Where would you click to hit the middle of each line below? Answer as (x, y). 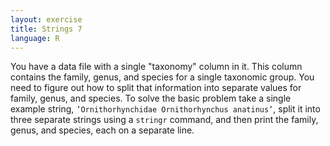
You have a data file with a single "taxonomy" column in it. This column (156, 67)
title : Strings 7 (46, 29)
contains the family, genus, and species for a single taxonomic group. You (162, 77)
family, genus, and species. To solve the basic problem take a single (151, 98)
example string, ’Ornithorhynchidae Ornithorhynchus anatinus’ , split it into (165, 109)
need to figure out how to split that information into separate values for (156, 88)
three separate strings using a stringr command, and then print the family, (164, 120)
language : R (35, 38)
